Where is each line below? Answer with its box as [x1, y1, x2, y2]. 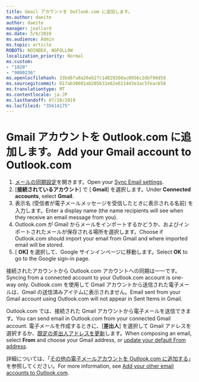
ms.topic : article [6, 42, 52, 48]
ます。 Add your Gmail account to [27, 145, 192, 158]
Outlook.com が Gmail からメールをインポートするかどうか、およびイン [14, 221, 189, 228]
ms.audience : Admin [6, 36, 55, 42]
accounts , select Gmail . [14, 193, 74, 200]
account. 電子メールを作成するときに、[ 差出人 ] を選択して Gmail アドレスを [6, 322, 191, 330]
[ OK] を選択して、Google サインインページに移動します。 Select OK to [14, 248, 188, 256]
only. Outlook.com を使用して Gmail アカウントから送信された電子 [17, 281, 179, 289]
